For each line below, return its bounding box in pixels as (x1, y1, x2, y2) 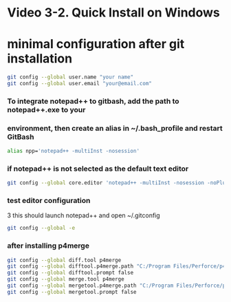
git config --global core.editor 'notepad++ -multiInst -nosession (7, 180, 205, 186)
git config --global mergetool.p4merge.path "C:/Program (7, 282, 174, 290)
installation (7, 51, 73, 67)
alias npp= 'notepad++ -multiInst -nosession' (7, 148, 140, 155)
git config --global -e (7, 225, 76, 232)
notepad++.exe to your (7, 105, 86, 114)
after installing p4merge (7, 241, 89, 250)
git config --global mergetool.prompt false (7, 288, 137, 295)
